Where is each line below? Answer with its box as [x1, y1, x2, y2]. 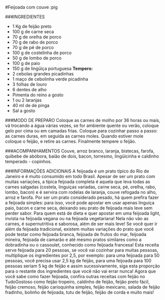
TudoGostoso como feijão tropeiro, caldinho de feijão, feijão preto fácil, [5, 279, 150, 285]
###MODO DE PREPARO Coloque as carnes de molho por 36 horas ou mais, [5, 118, 161, 123]
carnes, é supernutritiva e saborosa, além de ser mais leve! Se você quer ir [5, 221, 158, 227]
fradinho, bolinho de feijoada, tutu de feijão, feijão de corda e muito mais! [5, 290, 154, 295]
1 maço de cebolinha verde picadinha [12, 76, 88, 82]
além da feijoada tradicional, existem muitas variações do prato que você [5, 226, 154, 232]
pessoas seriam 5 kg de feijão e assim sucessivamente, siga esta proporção [5, 263, 161, 269]
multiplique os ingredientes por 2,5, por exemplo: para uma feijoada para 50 [5, 252, 160, 258]
